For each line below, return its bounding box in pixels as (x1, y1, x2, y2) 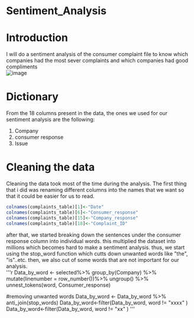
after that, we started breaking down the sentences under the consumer (6, 231, 182, 238)
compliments (6, 63, 38, 70)
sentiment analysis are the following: (6, 116, 96, 123)
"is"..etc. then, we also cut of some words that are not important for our (6, 256, 179, 263)
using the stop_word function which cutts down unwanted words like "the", (6, 250, 188, 257)
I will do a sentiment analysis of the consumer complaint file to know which (6, 51, 189, 58)
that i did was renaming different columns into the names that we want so (6, 186, 185, 193)
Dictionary (6, 90, 59, 104)
